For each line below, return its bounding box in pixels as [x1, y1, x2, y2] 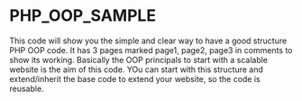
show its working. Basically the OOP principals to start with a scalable [9, 54, 269, 65]
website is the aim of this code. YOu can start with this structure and [9, 64, 264, 75]
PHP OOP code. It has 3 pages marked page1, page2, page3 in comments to [9, 44, 293, 55]
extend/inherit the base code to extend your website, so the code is [9, 73, 261, 84]
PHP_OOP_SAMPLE [9, 5, 156, 26]
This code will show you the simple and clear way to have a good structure [9, 35, 288, 46]
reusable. [9, 83, 44, 94]
